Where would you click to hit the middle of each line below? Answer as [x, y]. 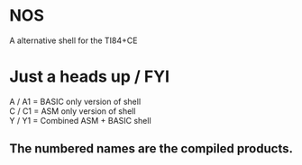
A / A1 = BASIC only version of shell [75, 101]
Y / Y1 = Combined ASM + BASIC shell [80, 120]
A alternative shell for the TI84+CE [73, 40]
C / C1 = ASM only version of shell [73, 111]
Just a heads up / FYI [89, 77]
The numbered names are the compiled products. [151, 149]
